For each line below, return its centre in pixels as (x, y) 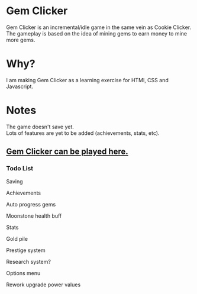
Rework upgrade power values (43, 285)
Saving (14, 181)
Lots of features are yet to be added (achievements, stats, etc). (83, 133)
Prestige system (26, 250)
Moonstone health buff (34, 216)
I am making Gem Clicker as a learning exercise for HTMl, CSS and (87, 80)
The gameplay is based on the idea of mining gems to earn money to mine (97, 33)
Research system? (29, 261)
